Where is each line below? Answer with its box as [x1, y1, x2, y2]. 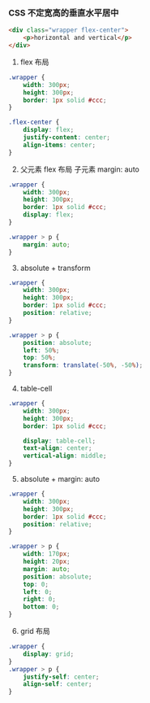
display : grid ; [23, 649, 75, 658]
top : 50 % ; [23, 354, 57, 362]
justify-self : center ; [23, 673, 100, 681]
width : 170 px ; [23, 550, 71, 558]
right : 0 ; [23, 596, 57, 604]
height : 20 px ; [23, 557, 71, 566]
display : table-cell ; [23, 437, 96, 445]
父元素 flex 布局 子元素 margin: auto [19, 164, 139, 174]
